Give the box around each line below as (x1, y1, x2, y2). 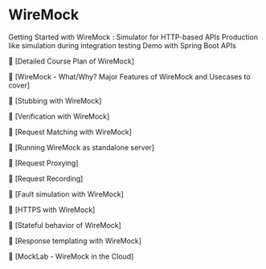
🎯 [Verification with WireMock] (8, 111, 110, 121)
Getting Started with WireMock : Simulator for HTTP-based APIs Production (8, 32, 259, 42)
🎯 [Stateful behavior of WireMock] (8, 220, 122, 230)
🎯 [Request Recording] (8, 173, 84, 183)
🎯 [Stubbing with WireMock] (8, 96, 102, 105)
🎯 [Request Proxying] (8, 158, 79, 168)
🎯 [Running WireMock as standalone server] (8, 142, 155, 152)
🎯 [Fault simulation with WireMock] (8, 189, 125, 198)
